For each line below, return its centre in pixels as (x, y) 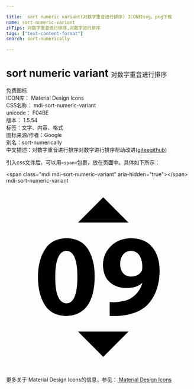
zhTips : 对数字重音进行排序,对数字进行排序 (53, 28)
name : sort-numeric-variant (41, 22)
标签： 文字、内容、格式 (35, 127)
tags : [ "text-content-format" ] (45, 33)
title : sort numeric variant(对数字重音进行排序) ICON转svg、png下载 (89, 17)
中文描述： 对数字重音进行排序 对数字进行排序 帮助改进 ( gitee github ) (87, 150)
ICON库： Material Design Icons (45, 98)
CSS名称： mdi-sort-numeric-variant (51, 106)
